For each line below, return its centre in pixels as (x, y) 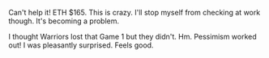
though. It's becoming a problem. (64, 21)
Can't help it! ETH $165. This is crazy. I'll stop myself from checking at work (134, 12)
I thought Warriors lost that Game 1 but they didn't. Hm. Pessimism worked (132, 37)
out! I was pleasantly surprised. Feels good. (81, 45)
